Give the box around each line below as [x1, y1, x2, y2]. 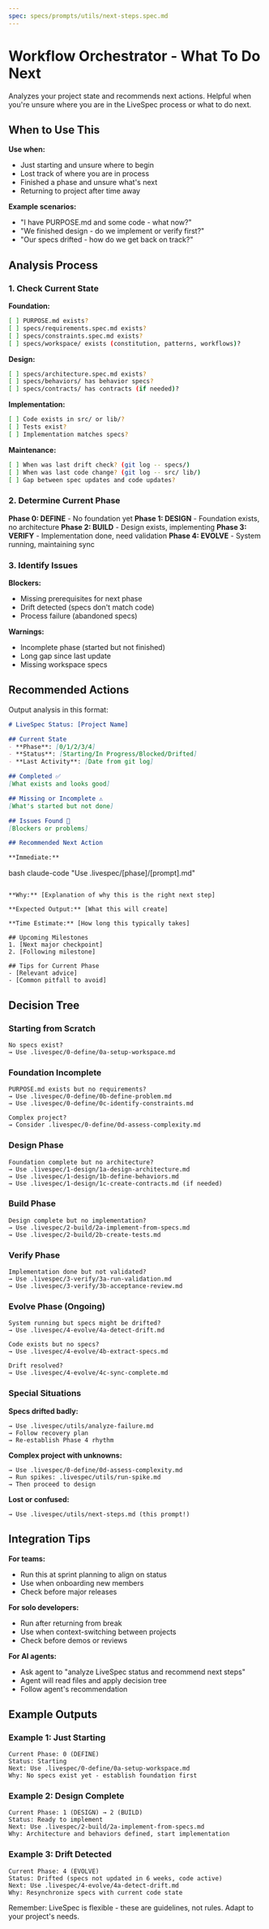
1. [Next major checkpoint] [8, 941, 104, 949]
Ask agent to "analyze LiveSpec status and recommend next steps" [19, 1667, 246, 1677]
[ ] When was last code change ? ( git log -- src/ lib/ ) [8, 468, 201, 476]
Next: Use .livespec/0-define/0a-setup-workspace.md [8, 1764, 190, 1773]
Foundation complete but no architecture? [8, 1158, 154, 1166]
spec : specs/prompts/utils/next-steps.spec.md [8, 11, 169, 20]
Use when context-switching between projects [19, 1626, 177, 1636]
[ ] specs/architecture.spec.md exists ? [8, 370, 147, 378]
